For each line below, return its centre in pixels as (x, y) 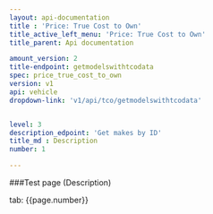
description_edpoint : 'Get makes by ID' (86, 133)
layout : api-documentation (60, 17)
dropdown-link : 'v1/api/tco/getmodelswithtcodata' (106, 100)
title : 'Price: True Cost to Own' (76, 26)
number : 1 (28, 150)
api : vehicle (34, 92)
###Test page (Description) (60, 183)
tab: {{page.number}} (49, 200)
